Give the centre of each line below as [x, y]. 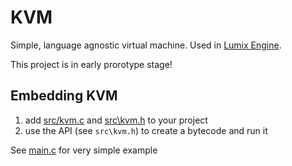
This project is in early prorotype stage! [91, 64]
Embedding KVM [64, 96]
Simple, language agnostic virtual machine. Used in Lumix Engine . [146, 45]
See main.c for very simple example [84, 150]
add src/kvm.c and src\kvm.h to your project [116, 120]
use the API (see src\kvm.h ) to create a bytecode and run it [146, 130]
